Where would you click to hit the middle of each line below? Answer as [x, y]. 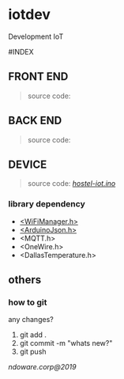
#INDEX [21, 51]
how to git [28, 302]
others [25, 280]
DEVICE [28, 164]
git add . [33, 335]
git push [33, 352]
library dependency [47, 204]
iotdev [30, 15]
